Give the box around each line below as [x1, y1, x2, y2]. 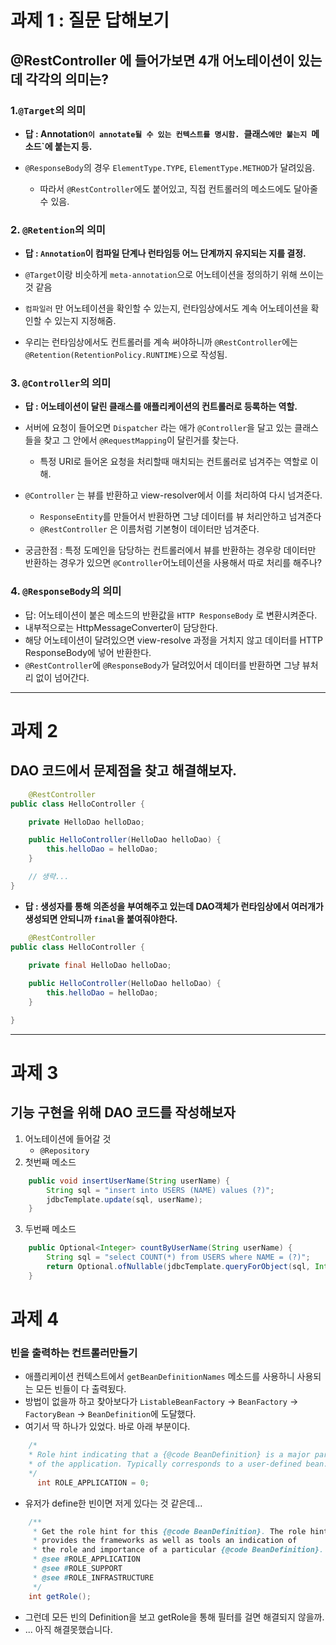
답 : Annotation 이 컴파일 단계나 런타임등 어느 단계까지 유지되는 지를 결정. [24, 247, 307, 260]
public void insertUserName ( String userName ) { [28, 1176, 230, 1186]
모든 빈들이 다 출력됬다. [35, 1383, 127, 1395]
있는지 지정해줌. [54, 315, 117, 327]
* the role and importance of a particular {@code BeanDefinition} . [32, 1545, 325, 1555]
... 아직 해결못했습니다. [24, 1623, 113, 1635]
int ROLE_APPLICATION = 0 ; [36, 1477, 150, 1488]
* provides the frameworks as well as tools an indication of [32, 1536, 298, 1546]
